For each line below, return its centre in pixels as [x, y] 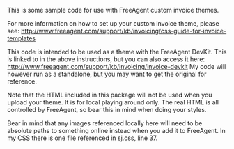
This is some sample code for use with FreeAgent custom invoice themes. [113, 10]
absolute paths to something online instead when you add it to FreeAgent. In [117, 131]
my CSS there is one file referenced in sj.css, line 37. [83, 138]
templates [22, 38]
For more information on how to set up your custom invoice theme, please [113, 23]
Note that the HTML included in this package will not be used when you [110, 95]
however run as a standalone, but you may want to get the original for [107, 74]
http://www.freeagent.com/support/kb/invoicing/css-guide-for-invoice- [124, 31]
